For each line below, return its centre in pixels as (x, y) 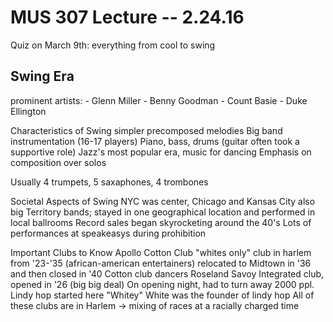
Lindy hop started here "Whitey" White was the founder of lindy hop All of (162, 295)
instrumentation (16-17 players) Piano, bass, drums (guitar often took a (155, 141)
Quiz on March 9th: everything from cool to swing (113, 45)
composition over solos (58, 162)
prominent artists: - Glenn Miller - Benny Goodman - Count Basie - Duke (159, 100)
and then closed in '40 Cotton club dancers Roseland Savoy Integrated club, (167, 273)
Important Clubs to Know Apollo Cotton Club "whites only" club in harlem (161, 252)
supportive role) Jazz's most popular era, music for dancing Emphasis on (161, 152)
